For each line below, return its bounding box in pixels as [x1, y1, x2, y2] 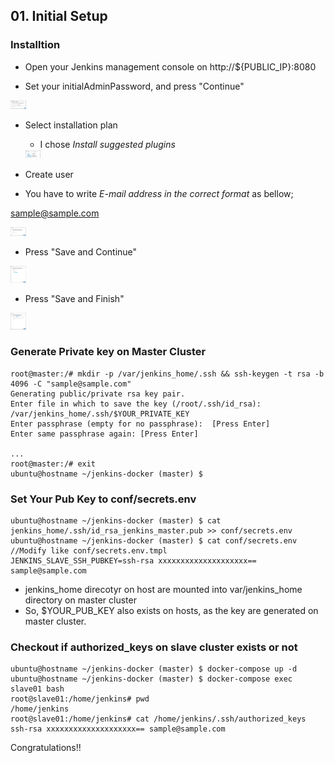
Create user [24, 168, 74, 180]
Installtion [10, 38, 61, 52]
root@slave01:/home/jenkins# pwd [10, 694, 150, 704]
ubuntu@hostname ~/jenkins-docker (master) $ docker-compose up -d [10, 664, 298, 674]
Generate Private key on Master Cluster [10, 345, 207, 359]
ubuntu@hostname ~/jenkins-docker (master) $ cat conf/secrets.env [10, 536, 298, 546]
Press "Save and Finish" [24, 292, 125, 304]
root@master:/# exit [10, 459, 97, 469]
